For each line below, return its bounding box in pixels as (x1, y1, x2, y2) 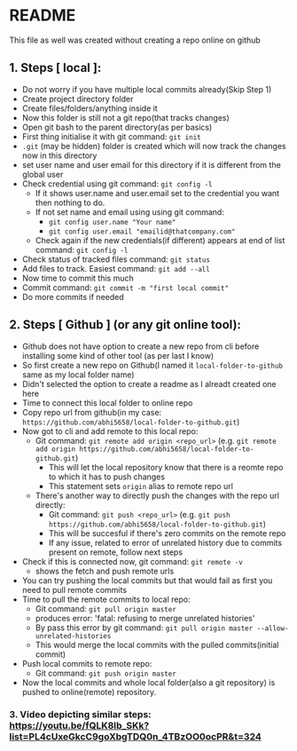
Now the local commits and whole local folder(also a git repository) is (21, 676, 276, 688)
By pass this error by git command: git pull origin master (35, 622, 254, 633)
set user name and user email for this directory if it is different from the (21, 159, 281, 170)
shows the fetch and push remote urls (35, 565, 175, 576)
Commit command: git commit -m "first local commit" (21, 281, 229, 293)
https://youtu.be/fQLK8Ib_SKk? (9, 720, 150, 732)
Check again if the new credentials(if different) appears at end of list (35, 234, 285, 245)
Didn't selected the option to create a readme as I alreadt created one (21, 378, 277, 389)
